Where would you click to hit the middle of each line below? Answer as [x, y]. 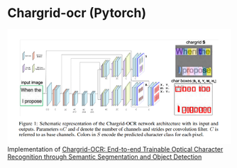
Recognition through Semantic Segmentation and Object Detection [105, 157]
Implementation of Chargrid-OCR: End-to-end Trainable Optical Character [115, 149]
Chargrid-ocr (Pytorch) [77, 13]
